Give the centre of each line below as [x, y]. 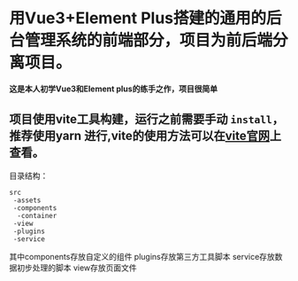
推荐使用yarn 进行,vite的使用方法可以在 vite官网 [139, 136]
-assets [27, 200]
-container [37, 215]
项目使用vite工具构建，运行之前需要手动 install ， [147, 119]
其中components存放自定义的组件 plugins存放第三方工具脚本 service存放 [142, 256]
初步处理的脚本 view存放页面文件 [76, 268]
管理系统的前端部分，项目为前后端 [149, 40]
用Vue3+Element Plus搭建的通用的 [138, 18]
